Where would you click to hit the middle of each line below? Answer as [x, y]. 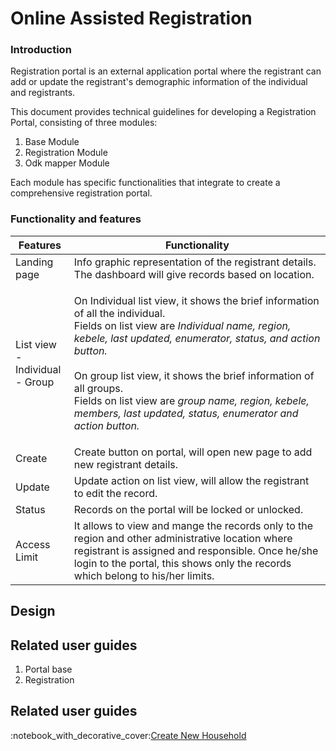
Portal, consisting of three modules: [84, 123]
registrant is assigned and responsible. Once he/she [196, 550]
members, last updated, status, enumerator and [186, 413]
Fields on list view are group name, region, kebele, [191, 400]
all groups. [98, 388]
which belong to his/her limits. [144, 575]
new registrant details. [126, 464]
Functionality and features [76, 219]
